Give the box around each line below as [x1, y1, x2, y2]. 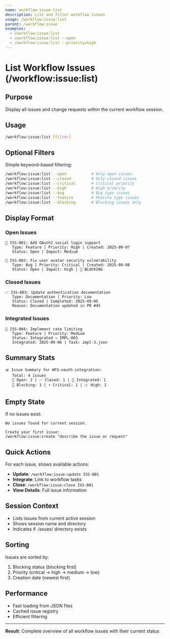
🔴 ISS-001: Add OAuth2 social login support [5, 241, 101, 246]
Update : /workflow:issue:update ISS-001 [12, 471, 99, 477]
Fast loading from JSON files [12, 603, 73, 609]
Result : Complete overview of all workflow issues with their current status [5, 628, 159, 634]
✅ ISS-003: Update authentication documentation [5, 290, 111, 295]
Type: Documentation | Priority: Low [12, 294, 92, 300]
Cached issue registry [12, 608, 59, 614]
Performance [5, 589, 48, 598]
